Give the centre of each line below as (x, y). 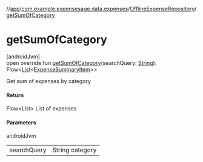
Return (15, 95)
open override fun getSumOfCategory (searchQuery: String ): (82, 62)
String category (75, 150)
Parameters (21, 122)
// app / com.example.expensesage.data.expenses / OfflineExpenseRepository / (101, 9)
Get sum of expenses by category (48, 81)
